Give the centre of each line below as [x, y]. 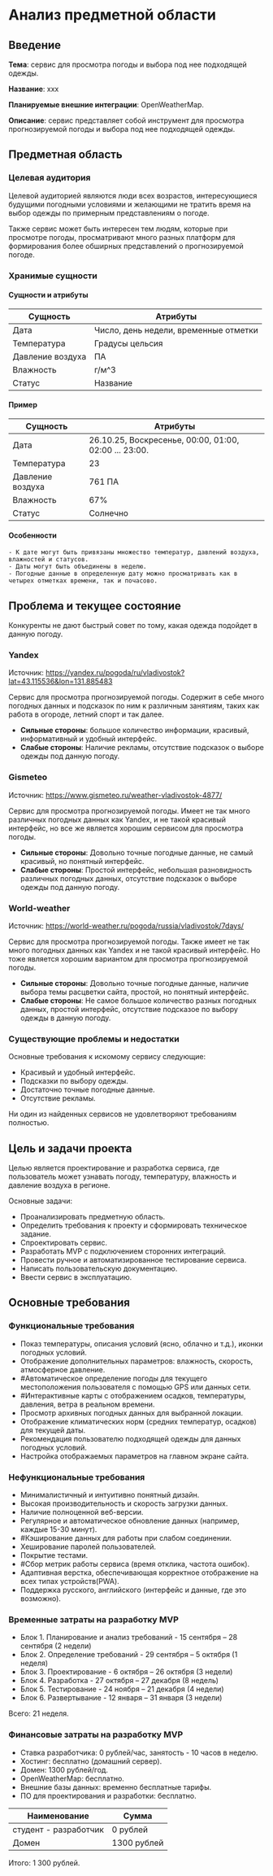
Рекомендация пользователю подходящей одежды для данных [130, 1438]
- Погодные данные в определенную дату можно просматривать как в [123, 574]
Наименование [58, 1816]
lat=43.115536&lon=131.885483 [61, 682]
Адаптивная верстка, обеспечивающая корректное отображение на [139, 1573]
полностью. [29, 1123]
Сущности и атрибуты [48, 295]
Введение [35, 45]
